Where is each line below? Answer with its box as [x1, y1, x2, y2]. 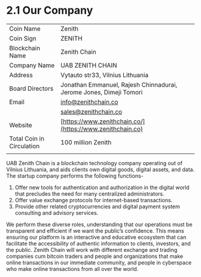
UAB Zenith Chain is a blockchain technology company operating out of [6, 159, 182, 166]
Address [9, 71, 33, 79]
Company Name [9, 61, 55, 69]
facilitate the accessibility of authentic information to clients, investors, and [6, 240, 191, 247]
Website [9, 121, 32, 129]
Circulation [9, 142, 40, 150]
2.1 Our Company [6, 4, 93, 17]
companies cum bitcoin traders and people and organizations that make [6, 252, 184, 260]
